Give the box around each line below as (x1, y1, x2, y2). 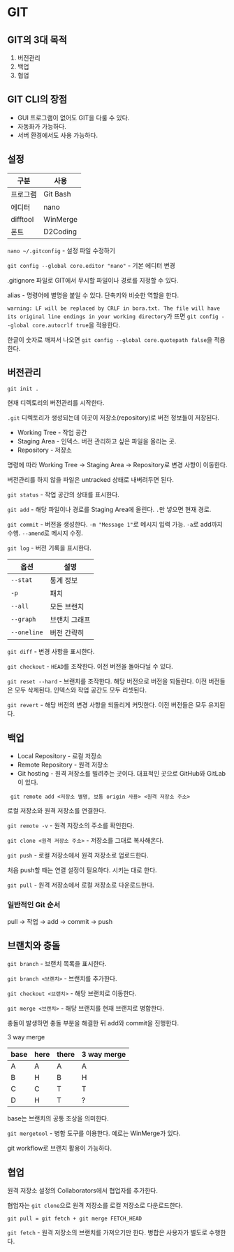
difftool (10, 214, 34, 224)
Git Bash (43, 189, 71, 199)
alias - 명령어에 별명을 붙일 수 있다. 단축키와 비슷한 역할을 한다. (7, 291, 180, 299)
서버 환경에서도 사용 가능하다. (17, 131, 98, 139)
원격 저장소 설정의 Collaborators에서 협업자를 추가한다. (7, 1186, 159, 1195)
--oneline (10, 629, 43, 636)
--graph (10, 616, 36, 623)
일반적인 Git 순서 (7, 900, 61, 910)
